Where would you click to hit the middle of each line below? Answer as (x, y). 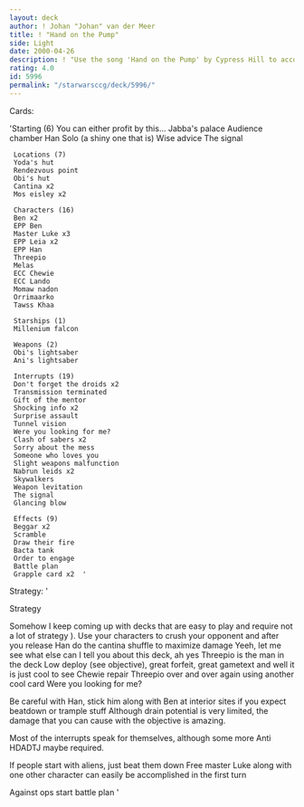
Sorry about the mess (54, 447)
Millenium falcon (46, 328)
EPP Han (28, 250)
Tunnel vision (40, 423)
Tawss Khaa (33, 305)
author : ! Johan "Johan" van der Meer (82, 26)
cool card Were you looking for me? (76, 683)
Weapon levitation (48, 487)
